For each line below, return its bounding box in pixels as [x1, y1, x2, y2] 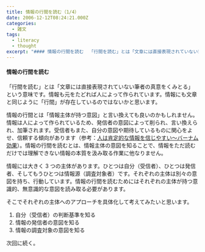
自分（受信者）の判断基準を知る [15, 211, 96, 218]
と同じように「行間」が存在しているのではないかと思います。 [6, 98, 161, 106]
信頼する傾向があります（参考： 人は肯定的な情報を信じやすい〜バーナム [16, 134, 199, 141]
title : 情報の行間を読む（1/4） [6, 9, 79, 15]
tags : [6, 32, 20, 38]
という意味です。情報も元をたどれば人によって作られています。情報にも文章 [6, 90, 197, 98]
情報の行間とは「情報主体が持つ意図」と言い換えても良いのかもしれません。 [6, 111, 198, 118]
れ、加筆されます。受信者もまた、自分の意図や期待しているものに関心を [6, 126, 188, 134]
